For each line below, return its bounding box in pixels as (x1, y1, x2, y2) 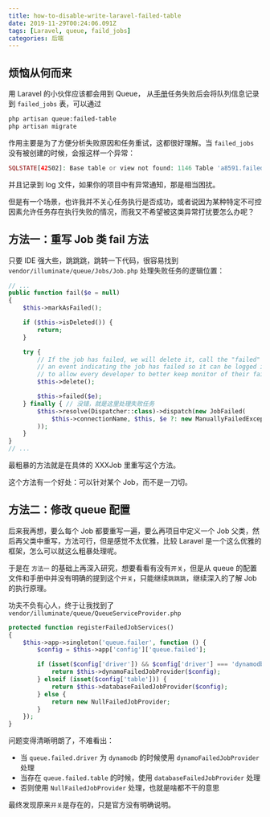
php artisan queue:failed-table (8, 115, 117, 123)
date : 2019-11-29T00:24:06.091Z (8, 19, 117, 27)
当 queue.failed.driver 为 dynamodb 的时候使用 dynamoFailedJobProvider (19, 753, 260, 762)
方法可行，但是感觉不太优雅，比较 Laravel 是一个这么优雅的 (63, 536, 262, 545)
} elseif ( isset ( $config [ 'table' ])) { (37, 675, 167, 684)
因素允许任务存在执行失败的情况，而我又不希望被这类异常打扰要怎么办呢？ (8, 207, 255, 216)
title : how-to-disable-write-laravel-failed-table (8, 11, 182, 20)
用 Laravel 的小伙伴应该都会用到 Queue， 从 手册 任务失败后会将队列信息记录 (8, 89, 260, 99)
